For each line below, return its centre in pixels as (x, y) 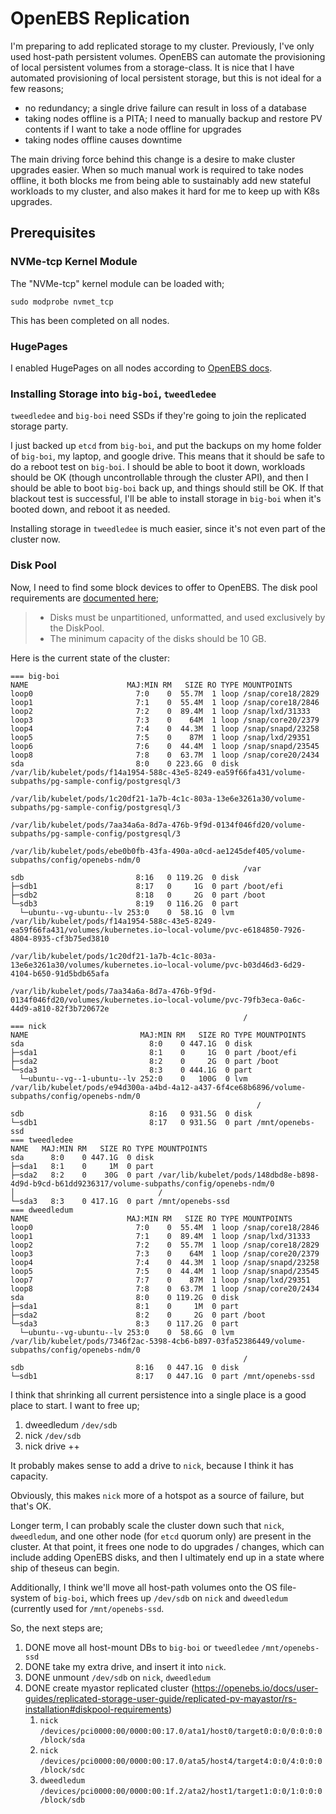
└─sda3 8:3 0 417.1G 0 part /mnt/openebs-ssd (120, 1201)
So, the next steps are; (57, 1628)
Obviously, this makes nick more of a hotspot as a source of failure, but (157, 1495)
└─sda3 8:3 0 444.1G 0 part (131, 1070)
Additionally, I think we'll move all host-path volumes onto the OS (144, 1587)
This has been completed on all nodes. (90, 320)
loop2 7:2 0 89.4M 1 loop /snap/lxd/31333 (160, 711)
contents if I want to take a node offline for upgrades (133, 129)
